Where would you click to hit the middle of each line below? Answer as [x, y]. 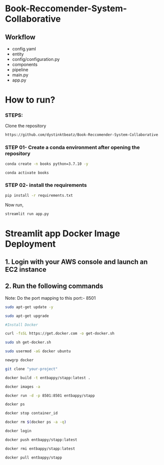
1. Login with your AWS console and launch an [76, 262]
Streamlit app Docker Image [63, 233]
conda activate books [27, 173]
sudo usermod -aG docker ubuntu [38, 351]
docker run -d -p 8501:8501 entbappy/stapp [50, 395]
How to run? [30, 100]
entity [18, 54]
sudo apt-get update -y [29, 307]
